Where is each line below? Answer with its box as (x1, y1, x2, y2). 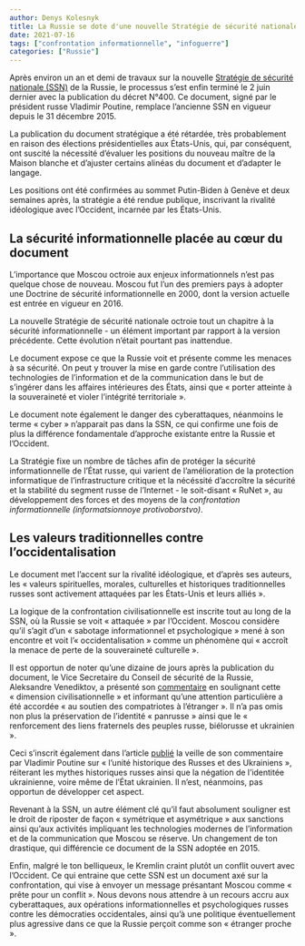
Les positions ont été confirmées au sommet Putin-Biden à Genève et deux (9, 185, 290, 196)
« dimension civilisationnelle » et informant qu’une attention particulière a (9, 691, 283, 702)
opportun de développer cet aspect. (9, 786, 144, 797)
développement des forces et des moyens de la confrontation (9, 493, 241, 505)
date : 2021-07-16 (9, 30, 75, 39)
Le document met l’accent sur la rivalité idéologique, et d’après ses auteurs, (9, 568, 292, 579)
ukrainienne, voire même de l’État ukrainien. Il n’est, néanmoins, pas (9, 776, 263, 788)
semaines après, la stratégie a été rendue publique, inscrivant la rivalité (9, 195, 276, 206)
